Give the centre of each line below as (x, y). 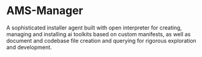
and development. (29, 47)
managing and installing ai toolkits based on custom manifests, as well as (99, 34)
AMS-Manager (45, 11)
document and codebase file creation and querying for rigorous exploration (102, 40)
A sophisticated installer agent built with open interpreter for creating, (94, 28)
